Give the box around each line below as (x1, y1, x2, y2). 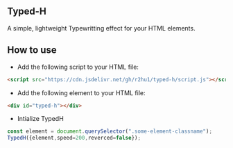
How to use (7, 44, 57, 56)
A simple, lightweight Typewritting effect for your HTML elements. (7, 24, 196, 32)
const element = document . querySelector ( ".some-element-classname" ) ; (7, 128, 213, 135)
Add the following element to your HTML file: (17, 88, 146, 97)
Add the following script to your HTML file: (17, 63, 139, 71)
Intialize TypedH (17, 115, 64, 123)
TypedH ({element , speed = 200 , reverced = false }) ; (7, 135, 141, 142)
